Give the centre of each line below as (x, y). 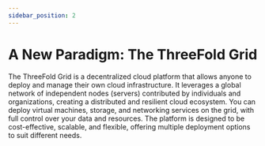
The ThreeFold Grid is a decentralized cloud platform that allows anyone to (130, 77)
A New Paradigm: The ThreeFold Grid (133, 54)
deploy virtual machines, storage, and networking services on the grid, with (131, 110)
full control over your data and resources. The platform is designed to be (127, 118)
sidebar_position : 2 (42, 15)
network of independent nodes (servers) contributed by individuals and (125, 93)
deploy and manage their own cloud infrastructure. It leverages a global (125, 84)
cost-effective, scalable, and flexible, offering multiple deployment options (129, 126)
